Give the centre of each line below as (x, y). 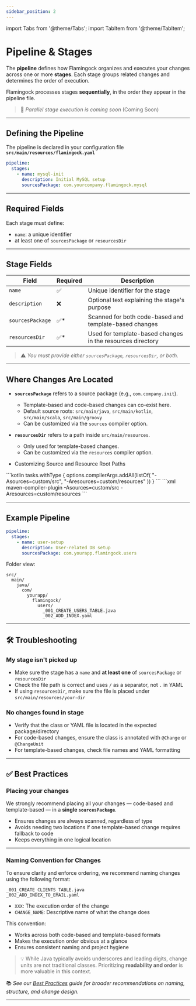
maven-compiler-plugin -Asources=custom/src (63, 488)
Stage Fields (29, 264)
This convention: (26, 923)
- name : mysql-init (40, 174)
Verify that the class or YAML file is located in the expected (85, 725)
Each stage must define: (35, 223)
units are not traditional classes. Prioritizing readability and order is (101, 965)
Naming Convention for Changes (53, 860)
